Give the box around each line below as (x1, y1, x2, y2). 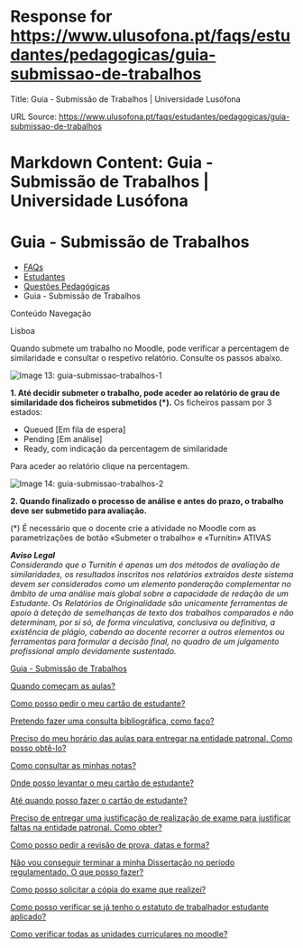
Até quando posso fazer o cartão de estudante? (10, 796, 188, 806)
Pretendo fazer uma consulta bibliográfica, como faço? (10, 715, 215, 727)
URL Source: (10, 111, 58, 122)
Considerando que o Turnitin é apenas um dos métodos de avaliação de (10, 559, 280, 570)
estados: (10, 407, 43, 418)
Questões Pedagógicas (23, 281, 111, 292)
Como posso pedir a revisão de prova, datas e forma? (10, 840, 210, 851)
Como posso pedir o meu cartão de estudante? (10, 698, 186, 709)
